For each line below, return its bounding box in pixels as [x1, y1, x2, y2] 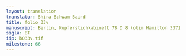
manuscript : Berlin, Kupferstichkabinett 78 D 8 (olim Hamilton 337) [6, 24, 181, 31]
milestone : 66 [6, 41, 41, 47]
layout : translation [6, 8, 57, 15]
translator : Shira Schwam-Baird [6, 14, 86, 20]
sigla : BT [6, 30, 31, 36]
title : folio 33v [6, 19, 49, 25]
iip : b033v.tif [6, 36, 44, 41]
